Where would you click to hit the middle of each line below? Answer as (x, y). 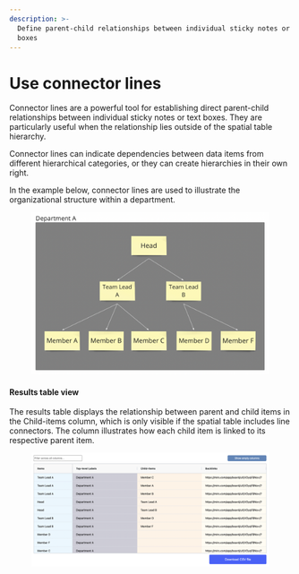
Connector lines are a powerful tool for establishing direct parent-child (139, 108)
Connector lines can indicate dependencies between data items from (137, 154)
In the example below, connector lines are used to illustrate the (125, 190)
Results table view (44, 392)
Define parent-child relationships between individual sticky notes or (154, 28)
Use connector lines (85, 83)
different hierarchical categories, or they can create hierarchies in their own (149, 163)
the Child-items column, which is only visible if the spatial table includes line (150, 422)
